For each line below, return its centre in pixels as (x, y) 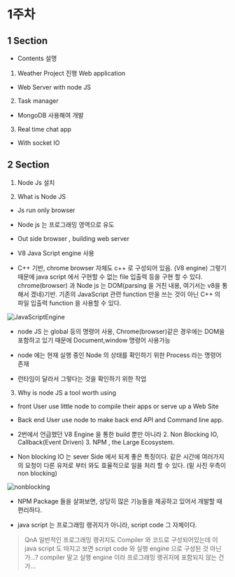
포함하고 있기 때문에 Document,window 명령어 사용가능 (94, 340)
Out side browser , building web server (73, 238)
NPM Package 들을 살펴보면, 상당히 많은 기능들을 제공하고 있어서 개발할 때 (120, 501)
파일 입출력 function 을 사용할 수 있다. (69, 303)
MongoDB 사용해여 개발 (50, 115)
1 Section (27, 40)
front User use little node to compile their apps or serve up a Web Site (118, 406)
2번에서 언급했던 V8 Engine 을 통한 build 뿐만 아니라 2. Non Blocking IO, (118, 434)
